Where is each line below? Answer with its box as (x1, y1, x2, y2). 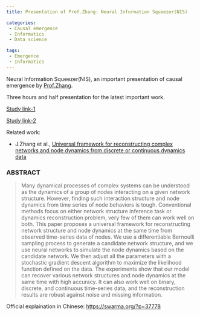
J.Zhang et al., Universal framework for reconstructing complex (15, 140, 173, 147)
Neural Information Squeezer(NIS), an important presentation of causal (6, 75, 182, 82)
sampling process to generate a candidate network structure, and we (21, 240, 193, 247)
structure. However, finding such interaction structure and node (21, 195, 180, 202)
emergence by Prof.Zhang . (6, 82, 73, 89)
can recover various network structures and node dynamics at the (21, 272, 186, 279)
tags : (6, 48, 20, 54)
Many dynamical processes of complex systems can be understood (21, 182, 190, 189)
